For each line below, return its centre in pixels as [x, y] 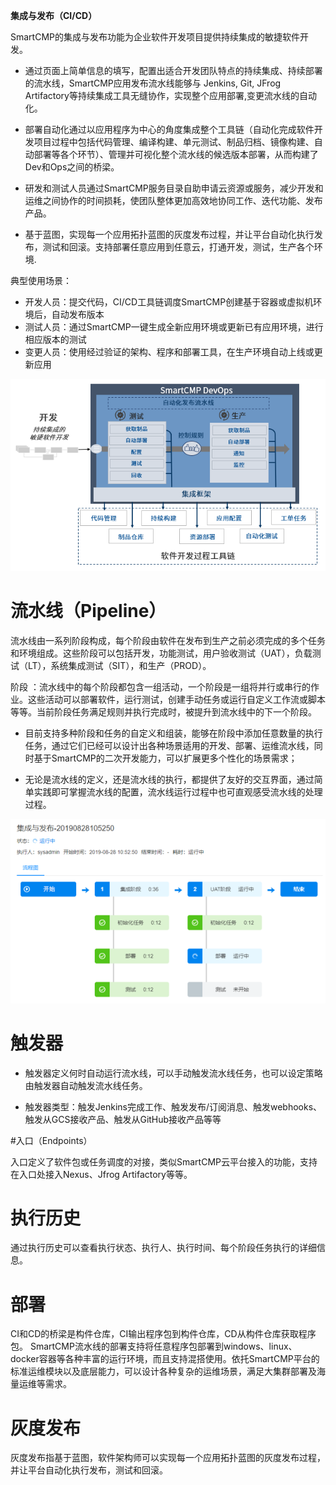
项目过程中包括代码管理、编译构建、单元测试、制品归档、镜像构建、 [174, 142]
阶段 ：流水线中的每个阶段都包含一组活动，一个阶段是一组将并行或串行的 [160, 686]
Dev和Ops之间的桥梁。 [72, 167]
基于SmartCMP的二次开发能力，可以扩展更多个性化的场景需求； [165, 758]
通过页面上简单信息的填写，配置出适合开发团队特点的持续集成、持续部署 [173, 70]
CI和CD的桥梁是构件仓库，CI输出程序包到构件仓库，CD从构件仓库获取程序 [163, 1334]
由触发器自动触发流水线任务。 [86, 1085]
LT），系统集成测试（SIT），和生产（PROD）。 [119, 665]
